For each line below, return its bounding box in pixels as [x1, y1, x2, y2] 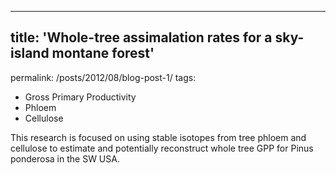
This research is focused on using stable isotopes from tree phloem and [10, 131, 307, 143]
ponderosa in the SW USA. [10, 152, 120, 165]
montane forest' [51, 45, 155, 62]
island [10, 45, 50, 62]
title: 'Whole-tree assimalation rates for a [10, 29, 273, 46]
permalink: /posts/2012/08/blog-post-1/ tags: [10, 71, 197, 83]
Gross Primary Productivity [24, 91, 137, 103]
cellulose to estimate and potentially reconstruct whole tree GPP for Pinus [10, 142, 314, 154]
